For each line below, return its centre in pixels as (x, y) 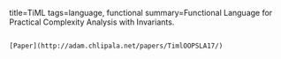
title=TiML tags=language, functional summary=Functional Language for (141, 13)
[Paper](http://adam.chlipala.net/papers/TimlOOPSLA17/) (116, 46)
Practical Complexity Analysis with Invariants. (92, 22)
